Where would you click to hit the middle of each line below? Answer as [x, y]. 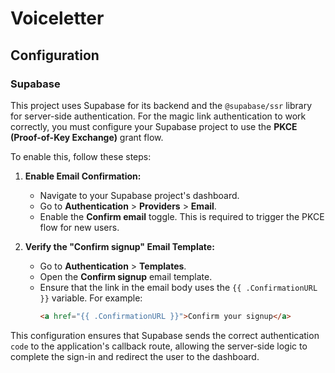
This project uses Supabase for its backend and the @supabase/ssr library [161, 105]
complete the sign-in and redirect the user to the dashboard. [135, 356]
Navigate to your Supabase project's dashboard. [139, 195]
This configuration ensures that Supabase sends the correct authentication [165, 335]
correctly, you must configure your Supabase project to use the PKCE [154, 126]
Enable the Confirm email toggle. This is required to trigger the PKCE [182, 216]
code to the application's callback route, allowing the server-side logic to [159, 346]
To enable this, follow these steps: [81, 156]
